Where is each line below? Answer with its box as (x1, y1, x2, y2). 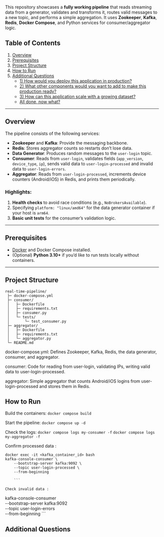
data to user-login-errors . (12, 166, 66, 172)
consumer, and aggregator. (5, 354, 60, 360)
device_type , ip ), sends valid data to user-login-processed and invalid (12, 161, 153, 167)
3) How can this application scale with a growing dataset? (19, 93, 136, 99)
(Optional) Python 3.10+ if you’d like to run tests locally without (12, 252, 139, 258)
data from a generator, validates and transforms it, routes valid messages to (5, 9, 158, 15)
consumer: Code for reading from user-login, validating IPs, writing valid (5, 364, 150, 369)
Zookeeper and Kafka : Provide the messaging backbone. (12, 140, 128, 146)
